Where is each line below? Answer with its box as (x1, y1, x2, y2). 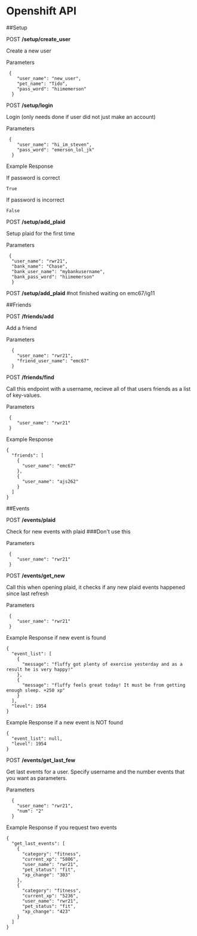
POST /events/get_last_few (6, 756, 76, 763)
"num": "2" (17, 808, 44, 814)
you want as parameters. (6, 774, 67, 781)
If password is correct (6, 174, 60, 181)
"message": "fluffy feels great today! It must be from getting (21, 682, 186, 688)
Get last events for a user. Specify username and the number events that (6, 768, 185, 775)
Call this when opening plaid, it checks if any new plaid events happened (6, 583, 185, 591)
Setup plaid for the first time (6, 230, 75, 237)
